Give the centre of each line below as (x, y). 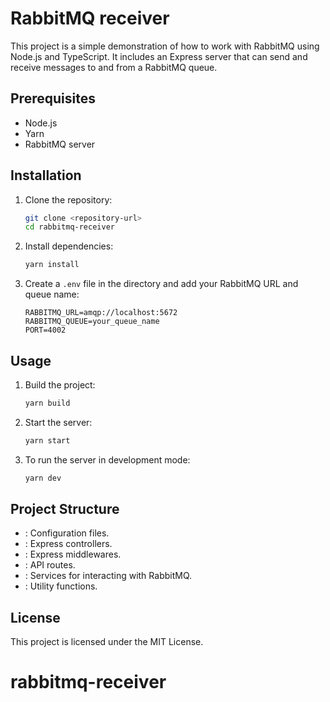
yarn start (47, 440)
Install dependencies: (69, 246)
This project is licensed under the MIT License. (107, 642)
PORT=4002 (45, 330)
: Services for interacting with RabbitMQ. (108, 576)
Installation (46, 175)
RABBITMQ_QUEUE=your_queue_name (92, 322)
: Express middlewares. (73, 554)
